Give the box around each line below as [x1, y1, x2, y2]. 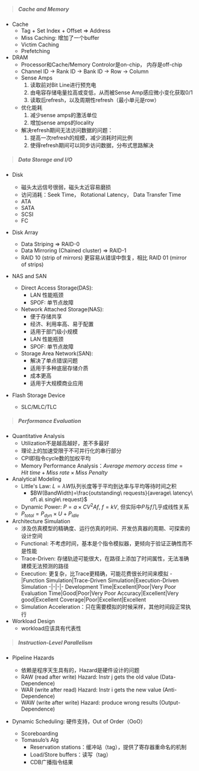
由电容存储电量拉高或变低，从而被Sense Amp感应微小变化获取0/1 [30, 89, 193, 96]
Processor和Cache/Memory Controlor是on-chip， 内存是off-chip [21, 61, 183, 68]
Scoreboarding [21, 730, 58, 737]
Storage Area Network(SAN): [21, 349, 93, 357]
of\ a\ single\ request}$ [30, 495, 87, 503]
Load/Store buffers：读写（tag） [30, 751, 112, 758]
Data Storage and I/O [17, 156, 73, 163]
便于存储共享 [30, 313, 62, 320]
